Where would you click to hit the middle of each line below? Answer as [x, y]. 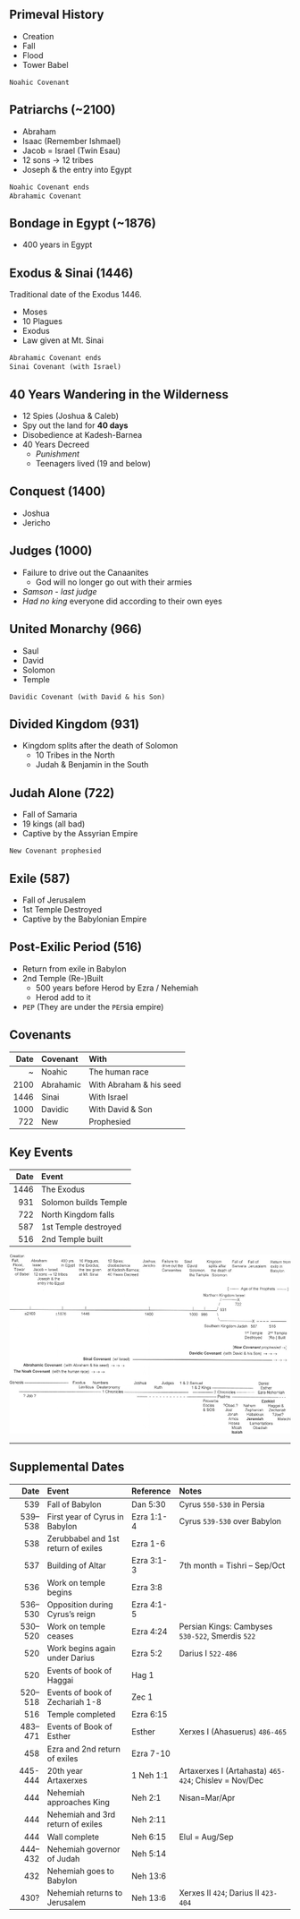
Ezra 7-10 [151, 1753]
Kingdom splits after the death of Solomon [100, 746]
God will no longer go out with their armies [114, 582]
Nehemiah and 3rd [81, 1815]
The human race [119, 1072]
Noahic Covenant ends [50, 187]
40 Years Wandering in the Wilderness [119, 394]
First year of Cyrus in [86, 1516]
